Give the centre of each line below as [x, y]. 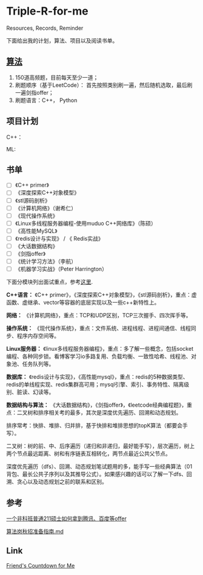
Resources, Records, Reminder [45, 28]
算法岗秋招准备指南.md [35, 531]
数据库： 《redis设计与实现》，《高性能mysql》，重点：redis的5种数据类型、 [98, 377]
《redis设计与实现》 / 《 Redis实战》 [59, 238]
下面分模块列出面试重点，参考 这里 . [50, 282]
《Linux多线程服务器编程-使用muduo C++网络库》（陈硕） [85, 223]
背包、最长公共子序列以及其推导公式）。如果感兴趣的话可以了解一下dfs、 [96, 474]
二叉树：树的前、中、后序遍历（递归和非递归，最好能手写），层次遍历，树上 [101, 446]
